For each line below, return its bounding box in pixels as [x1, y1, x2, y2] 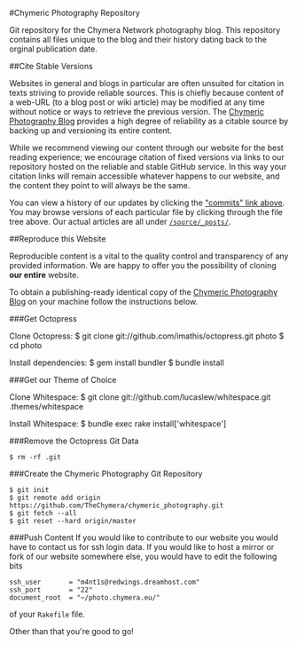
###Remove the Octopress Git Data [9, 435, 139, 446]
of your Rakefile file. [9, 609, 86, 619]
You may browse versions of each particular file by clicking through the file [9, 207, 284, 217]
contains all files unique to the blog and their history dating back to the [9, 35, 268, 44]
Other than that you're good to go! [9, 626, 135, 636]
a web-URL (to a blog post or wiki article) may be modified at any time [9, 97, 265, 107]
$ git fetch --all [9, 509, 77, 518]
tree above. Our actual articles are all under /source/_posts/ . [9, 217, 231, 227]
